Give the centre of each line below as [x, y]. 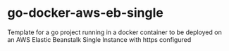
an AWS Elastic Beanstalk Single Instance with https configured [99, 39]
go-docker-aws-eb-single [85, 13]
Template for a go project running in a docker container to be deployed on [114, 32]
